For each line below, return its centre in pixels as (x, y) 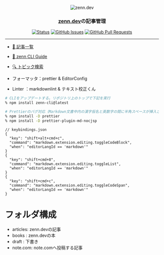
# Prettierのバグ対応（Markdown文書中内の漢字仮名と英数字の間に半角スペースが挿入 (81, 112)
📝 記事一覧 (23, 47)
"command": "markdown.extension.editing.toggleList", (65, 164)
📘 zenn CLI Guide (30, 57)
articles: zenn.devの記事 (36, 229)
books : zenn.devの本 (34, 235)
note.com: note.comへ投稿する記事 (47, 248)
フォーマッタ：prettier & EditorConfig (50, 79)
